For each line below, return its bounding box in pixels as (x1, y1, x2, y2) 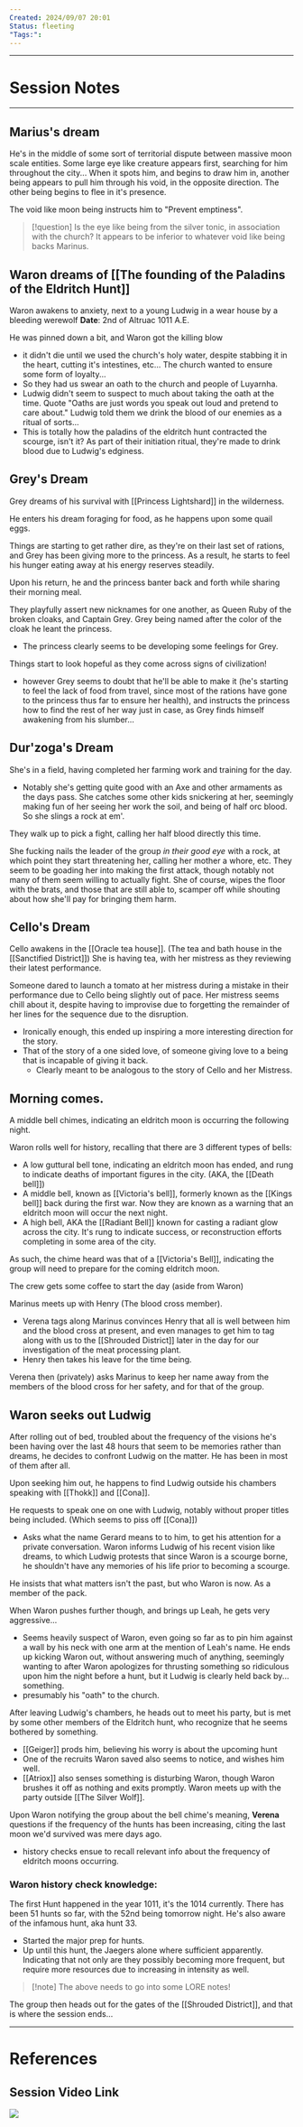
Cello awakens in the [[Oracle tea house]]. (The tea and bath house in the (9, 943, 282, 954)
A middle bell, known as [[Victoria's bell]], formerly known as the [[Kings (22, 1188, 293, 1199)
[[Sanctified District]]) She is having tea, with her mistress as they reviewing (9, 953, 291, 964)
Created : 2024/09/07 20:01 (9, 13, 111, 23)
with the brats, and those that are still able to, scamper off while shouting (9, 884, 281, 895)
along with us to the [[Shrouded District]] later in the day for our (22, 1335, 260, 1346)
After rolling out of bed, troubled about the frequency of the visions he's (9, 1432, 277, 1442)
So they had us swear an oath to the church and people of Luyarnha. (22, 378, 278, 389)
